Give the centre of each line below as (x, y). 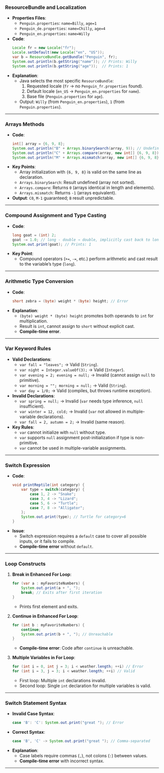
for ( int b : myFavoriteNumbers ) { (48, 625)
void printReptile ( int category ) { (48, 485)
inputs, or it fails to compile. (47, 541)
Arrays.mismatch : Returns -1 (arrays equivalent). (68, 193)
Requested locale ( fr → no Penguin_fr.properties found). (85, 86)
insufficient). (32, 406)
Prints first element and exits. (49, 606)
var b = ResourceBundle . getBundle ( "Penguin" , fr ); (65, 57)
